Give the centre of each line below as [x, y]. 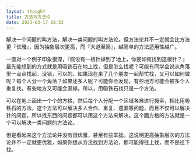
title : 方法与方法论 [28, 17]
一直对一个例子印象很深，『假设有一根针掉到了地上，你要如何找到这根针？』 [97, 59]
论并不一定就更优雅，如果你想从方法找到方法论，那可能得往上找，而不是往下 [98, 142]
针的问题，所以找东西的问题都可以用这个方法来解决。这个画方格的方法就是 [95, 115]
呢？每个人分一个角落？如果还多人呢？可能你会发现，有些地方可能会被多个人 [98, 81]
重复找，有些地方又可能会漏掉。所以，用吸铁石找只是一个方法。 [83, 89]
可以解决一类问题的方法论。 [44, 122]
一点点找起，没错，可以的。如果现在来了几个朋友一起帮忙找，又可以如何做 [100, 74]
